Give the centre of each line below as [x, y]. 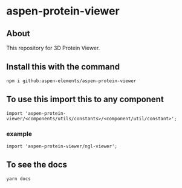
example [19, 134]
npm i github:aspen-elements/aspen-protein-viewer [71, 81]
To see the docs [37, 165]
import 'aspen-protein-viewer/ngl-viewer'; [62, 146]
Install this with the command [63, 67]
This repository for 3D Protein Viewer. [53, 48]
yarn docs [19, 179]
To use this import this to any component [85, 99]
